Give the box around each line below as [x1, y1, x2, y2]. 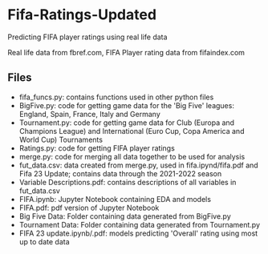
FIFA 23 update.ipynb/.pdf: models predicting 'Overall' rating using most [18, 228, 258, 238]
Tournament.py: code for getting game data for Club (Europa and [18, 118, 234, 127]
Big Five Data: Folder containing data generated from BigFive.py [18, 211, 231, 221]
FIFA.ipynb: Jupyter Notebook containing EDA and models [18, 194, 212, 204]
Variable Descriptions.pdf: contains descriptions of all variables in [18, 177, 237, 187]
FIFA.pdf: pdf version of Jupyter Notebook [18, 203, 160, 212]
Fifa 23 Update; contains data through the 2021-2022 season [18, 168, 222, 178]
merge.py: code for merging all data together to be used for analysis [18, 151, 246, 161]
